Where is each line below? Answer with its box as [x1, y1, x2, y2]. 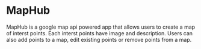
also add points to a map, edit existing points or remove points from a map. [6, 36, 192, 43]
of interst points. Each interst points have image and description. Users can [6, 29, 193, 36]
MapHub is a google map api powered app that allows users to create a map [6, 23, 196, 30]
